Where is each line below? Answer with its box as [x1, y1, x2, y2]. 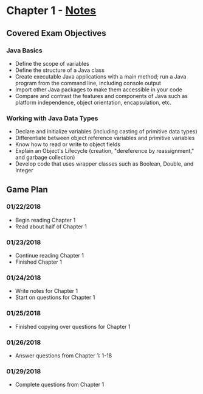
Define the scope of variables [15, 60, 89, 67]
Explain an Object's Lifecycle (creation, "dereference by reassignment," [15, 147, 194, 155]
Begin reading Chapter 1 [15, 216, 76, 223]
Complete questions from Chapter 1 [15, 381, 105, 389]
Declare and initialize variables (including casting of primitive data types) [15, 128, 198, 135]
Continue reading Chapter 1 [15, 252, 84, 259]
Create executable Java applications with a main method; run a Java [15, 72, 187, 80]
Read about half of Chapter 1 [15, 223, 87, 230]
